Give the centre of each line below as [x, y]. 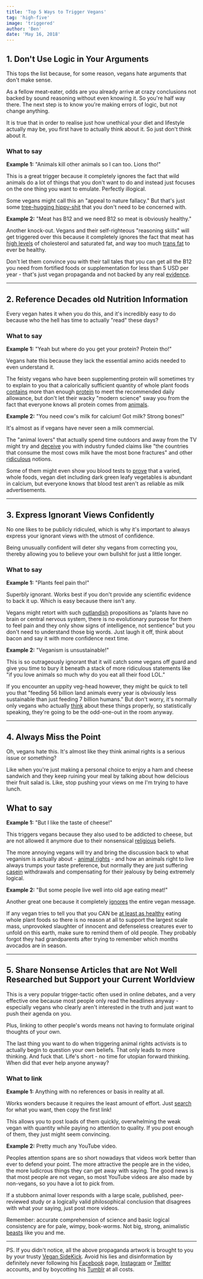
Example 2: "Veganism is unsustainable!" [58, 650]
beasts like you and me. [36, 1233]
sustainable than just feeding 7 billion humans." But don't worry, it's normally [101, 699]
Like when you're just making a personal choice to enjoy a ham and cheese [100, 770]
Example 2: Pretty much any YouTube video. [62, 1146]
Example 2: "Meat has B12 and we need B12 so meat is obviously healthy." [99, 219]
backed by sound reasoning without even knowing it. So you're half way [96, 98]
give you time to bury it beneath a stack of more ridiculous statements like [98, 668]
